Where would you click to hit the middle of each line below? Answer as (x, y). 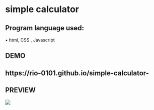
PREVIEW (21, 90)
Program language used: (45, 28)
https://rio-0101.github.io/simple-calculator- (77, 73)
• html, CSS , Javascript (30, 40)
